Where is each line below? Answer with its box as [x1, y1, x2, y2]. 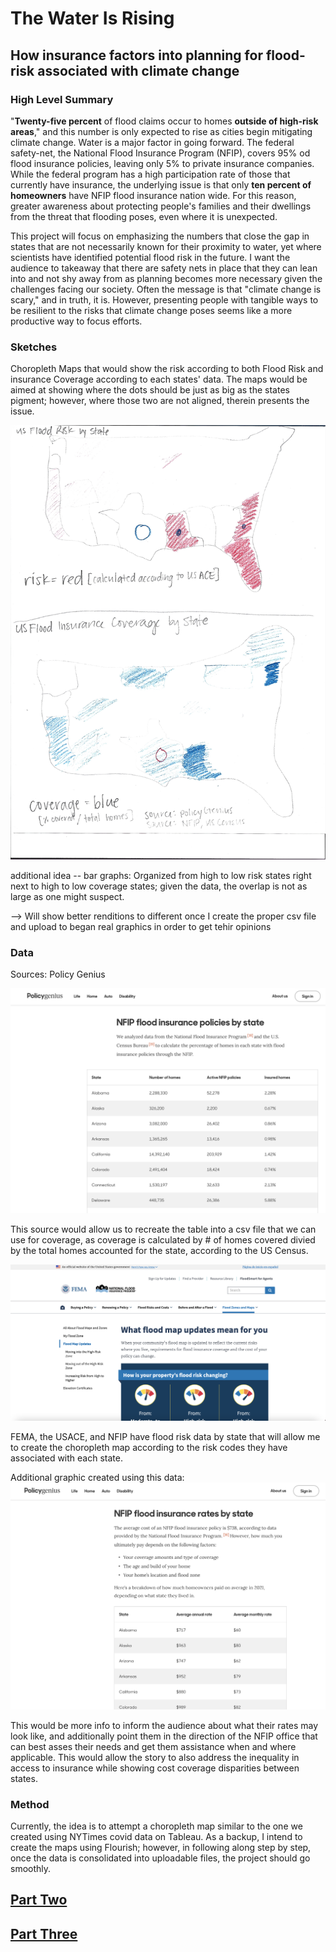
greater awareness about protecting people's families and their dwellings [10, 200, 312, 212]
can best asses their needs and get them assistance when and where [10, 1740, 297, 1752]
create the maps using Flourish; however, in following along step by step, [10, 1841, 312, 1853]
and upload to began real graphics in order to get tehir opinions [10, 920, 272, 932]
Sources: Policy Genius [10, 968, 106, 981]
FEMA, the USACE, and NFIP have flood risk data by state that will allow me [10, 1430, 321, 1442]
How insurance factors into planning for [10, 47, 263, 64]
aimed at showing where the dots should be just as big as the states [10, 384, 290, 396]
